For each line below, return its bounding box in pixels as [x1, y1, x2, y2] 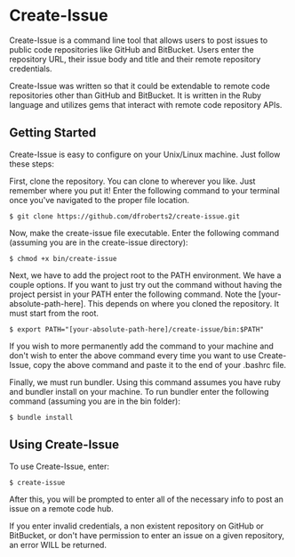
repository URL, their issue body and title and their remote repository [9, 53, 261, 64]
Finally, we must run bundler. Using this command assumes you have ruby [9, 376, 282, 388]
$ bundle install [9, 413, 74, 422]
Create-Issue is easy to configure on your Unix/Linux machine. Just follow [9, 149, 281, 160]
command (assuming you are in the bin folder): [9, 396, 180, 406]
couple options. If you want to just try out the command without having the [9, 279, 283, 290]
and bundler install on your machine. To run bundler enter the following [9, 386, 269, 397]
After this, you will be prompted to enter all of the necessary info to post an [9, 494, 284, 504]
